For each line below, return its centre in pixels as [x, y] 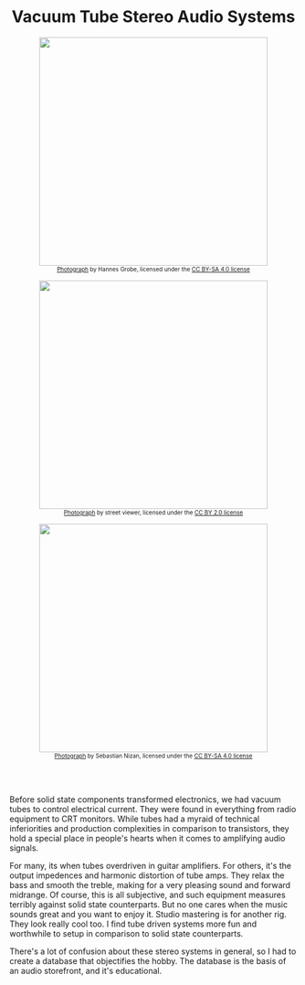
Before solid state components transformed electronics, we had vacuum [145, 799]
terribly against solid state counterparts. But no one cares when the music [149, 904]
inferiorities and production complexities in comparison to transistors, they [149, 828]
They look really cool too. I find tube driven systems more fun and [133, 924]
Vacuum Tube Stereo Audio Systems [153, 17]
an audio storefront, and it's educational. [86, 970]
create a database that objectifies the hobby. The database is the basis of [148, 960]
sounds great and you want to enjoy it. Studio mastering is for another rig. [148, 914]
